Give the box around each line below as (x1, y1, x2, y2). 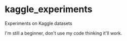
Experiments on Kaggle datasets (5, 20, 72, 26)
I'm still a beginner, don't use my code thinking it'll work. (5, 30, 122, 36)
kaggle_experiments (5, 4, 93, 15)
